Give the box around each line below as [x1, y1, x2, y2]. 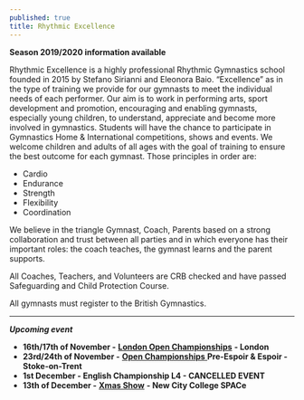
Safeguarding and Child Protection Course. [9, 280, 170, 290]
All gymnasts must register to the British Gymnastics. [9, 298, 206, 309]
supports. [9, 252, 45, 263]
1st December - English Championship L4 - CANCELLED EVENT [22, 370, 265, 381]
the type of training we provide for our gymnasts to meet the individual [9, 83, 273, 94]
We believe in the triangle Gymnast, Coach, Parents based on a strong [9, 224, 271, 235]
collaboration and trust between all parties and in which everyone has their [9, 233, 288, 244]
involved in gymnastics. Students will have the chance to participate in [9, 121, 271, 132]
